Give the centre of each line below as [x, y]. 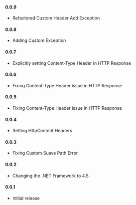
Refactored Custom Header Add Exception [56, 18]
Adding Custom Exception [39, 40]
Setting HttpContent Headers [42, 131]
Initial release [26, 198]
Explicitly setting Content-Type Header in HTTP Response [72, 63]
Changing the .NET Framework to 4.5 [50, 176]
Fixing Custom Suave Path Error [45, 153]
